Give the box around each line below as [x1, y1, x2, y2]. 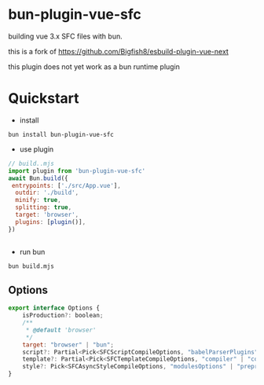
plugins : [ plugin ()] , [15, 218, 86, 225]
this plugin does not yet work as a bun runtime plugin [8, 61, 181, 71]
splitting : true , [15, 203, 72, 211]
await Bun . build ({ [8, 174, 68, 182]
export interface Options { [8, 304, 101, 312]
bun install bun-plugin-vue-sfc [8, 130, 114, 138]
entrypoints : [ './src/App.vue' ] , [11, 181, 122, 189]
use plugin [19, 144, 54, 154]
